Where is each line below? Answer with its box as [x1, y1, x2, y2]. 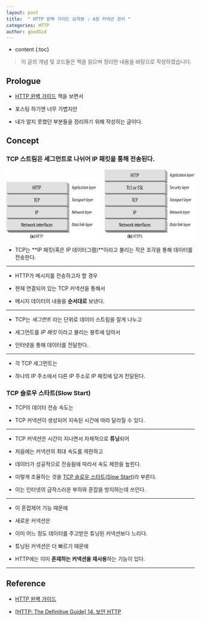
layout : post [6, 10, 39, 16]
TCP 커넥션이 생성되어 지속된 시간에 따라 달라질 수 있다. [14, 417, 145, 424]
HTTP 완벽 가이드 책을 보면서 [14, 93, 84, 100]
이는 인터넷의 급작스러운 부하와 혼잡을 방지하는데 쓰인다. [14, 486, 147, 493]
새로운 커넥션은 [14, 517, 51, 524]
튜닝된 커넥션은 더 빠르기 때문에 [14, 542, 89, 550]
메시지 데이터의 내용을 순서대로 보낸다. [14, 297, 105, 305]
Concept [6, 135, 39, 146]
